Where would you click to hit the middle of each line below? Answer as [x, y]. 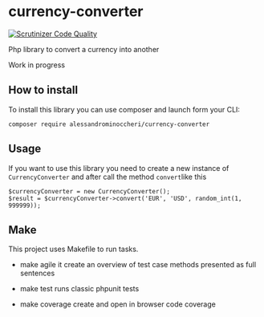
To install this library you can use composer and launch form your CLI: [124, 109]
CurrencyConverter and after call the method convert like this [108, 177]
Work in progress [37, 65]
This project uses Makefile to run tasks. [73, 249]
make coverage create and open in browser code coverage [118, 304]
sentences [37, 273]
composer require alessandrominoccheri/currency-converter [109, 124]
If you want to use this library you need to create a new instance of [119, 168]
